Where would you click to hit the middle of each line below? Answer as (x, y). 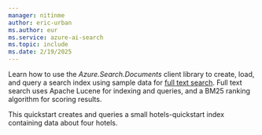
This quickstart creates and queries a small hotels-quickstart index (116, 114)
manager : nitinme (37, 15)
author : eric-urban (40, 23)
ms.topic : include (38, 45)
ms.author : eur (33, 30)
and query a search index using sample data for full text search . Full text (125, 82)
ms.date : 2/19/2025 (40, 52)
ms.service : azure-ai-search (56, 37)
